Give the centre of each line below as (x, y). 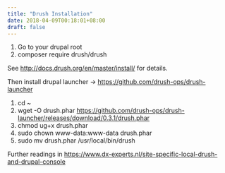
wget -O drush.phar (46, 111)
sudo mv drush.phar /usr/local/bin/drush (76, 141)
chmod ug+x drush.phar (53, 126)
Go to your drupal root (50, 47)
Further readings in (35, 154)
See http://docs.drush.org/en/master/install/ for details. (87, 68)
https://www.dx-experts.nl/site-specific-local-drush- (141, 154)
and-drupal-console (36, 162)
